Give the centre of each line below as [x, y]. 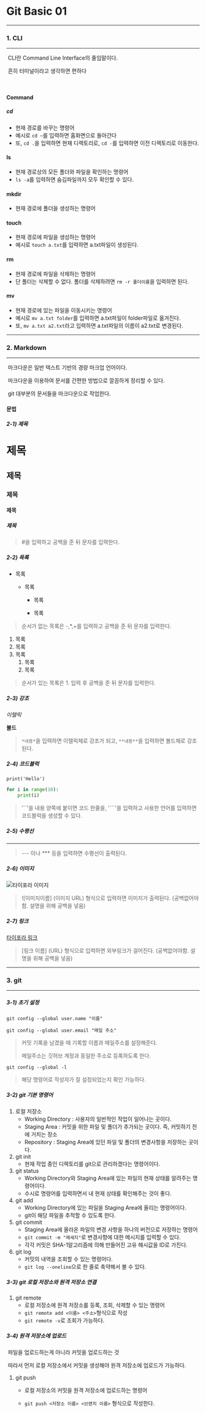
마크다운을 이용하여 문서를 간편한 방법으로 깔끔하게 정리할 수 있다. [86, 381]
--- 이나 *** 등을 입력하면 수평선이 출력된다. [74, 853]
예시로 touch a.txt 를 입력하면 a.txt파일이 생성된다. [77, 245]
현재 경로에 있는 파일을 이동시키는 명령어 [63, 310]
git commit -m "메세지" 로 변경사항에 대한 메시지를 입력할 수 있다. [102, 1237]
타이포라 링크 [22, 937]
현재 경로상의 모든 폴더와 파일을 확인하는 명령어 [72, 172]
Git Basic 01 [37, 11]
